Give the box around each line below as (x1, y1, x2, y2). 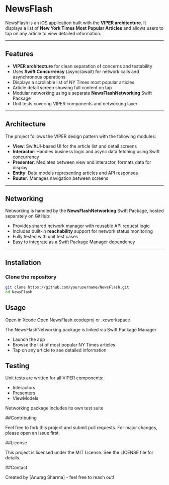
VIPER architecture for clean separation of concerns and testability (12, 63, 152, 69)
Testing (5, 362, 30, 370)
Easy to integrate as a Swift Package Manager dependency (12, 239, 135, 245)
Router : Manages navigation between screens (12, 175, 109, 181)
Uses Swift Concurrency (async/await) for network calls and (12, 68, 139, 75)
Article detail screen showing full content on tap (12, 84, 112, 91)
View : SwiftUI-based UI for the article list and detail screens (12, 143, 137, 149)
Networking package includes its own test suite (5, 405, 104, 411)
